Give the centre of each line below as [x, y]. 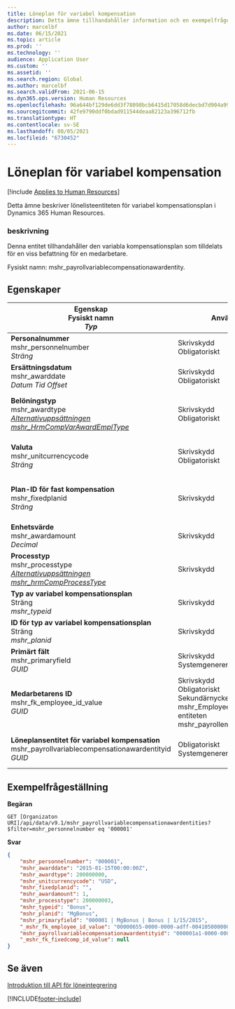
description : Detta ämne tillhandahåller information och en [98, 20]
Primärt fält [30, 652]
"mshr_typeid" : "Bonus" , [56, 907]
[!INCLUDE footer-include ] [44, 999]
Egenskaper [34, 289]
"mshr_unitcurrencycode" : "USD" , [69, 881]
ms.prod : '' [24, 46]
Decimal [24, 544]
